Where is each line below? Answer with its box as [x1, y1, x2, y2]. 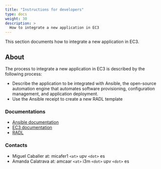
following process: [5, 71, 42, 77]
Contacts [5, 142, 28, 149]
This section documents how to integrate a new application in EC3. [5, 39, 140, 44]
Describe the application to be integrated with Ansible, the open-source [12, 80, 157, 86]
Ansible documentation [12, 119, 59, 125]
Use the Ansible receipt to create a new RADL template [12, 96, 123, 102]
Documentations [5, 108, 45, 115]
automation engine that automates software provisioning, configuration [12, 85, 155, 91]
